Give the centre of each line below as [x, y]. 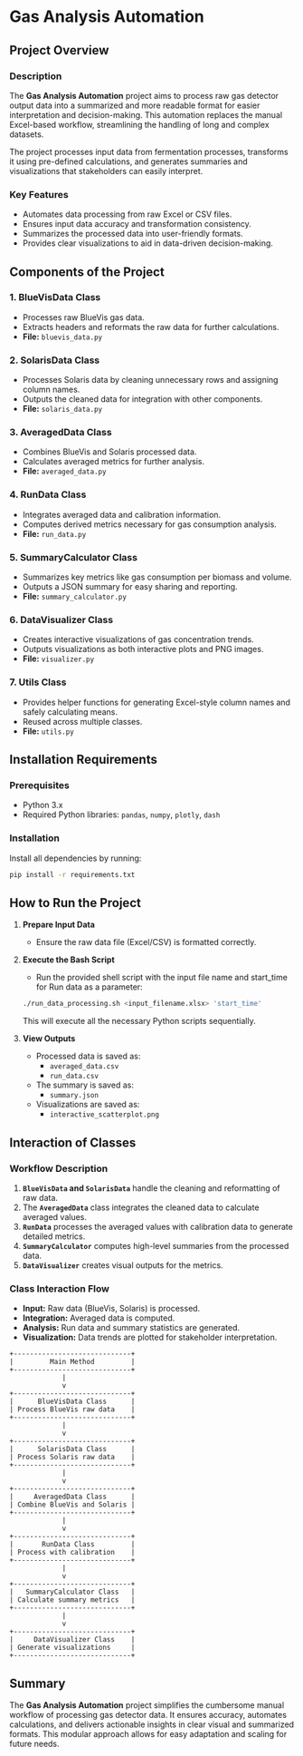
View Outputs [49, 1039]
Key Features [39, 194]
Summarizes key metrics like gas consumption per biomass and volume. [157, 577]
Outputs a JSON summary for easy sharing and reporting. [130, 587]
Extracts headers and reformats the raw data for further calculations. [151, 327]
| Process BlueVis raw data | [72, 1410]
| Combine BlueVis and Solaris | [72, 1505]
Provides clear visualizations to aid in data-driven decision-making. [148, 243]
